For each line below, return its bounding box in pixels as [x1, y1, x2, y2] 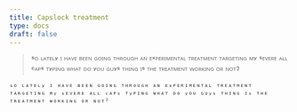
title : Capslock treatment [9, 12, 109, 22]
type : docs [9, 21, 50, 30]
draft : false [9, 29, 58, 38]
